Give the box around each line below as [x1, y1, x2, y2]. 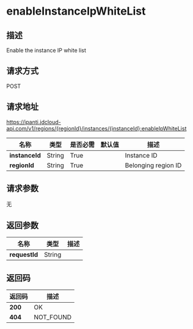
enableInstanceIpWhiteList [6, 4, 146, 18]
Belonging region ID [125, 161, 182, 169]
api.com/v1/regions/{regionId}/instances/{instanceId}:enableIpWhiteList [6, 125, 187, 132]
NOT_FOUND [34, 313, 72, 322]
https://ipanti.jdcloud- [6, 118, 61, 126]
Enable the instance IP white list [6, 47, 87, 54]
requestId [9, 250, 38, 259]
